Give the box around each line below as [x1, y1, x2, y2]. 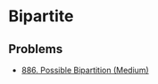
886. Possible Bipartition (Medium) [21, 65, 149, 75]
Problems [8, 42, 63, 57]
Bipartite [8, 6, 74, 27]
